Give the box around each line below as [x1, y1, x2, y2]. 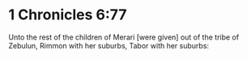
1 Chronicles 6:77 [8, 6, 127, 24]
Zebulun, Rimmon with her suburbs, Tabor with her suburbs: [8, 40, 209, 50]
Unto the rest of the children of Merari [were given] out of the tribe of [8, 32, 240, 42]
